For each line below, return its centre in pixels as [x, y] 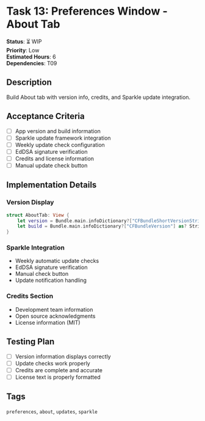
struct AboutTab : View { [38, 215]
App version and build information [58, 131]
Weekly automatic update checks [57, 261]
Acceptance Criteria [45, 116]
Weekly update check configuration [60, 145]
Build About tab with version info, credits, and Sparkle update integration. [99, 97]
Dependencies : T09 [32, 63]
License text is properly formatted [58, 377]
